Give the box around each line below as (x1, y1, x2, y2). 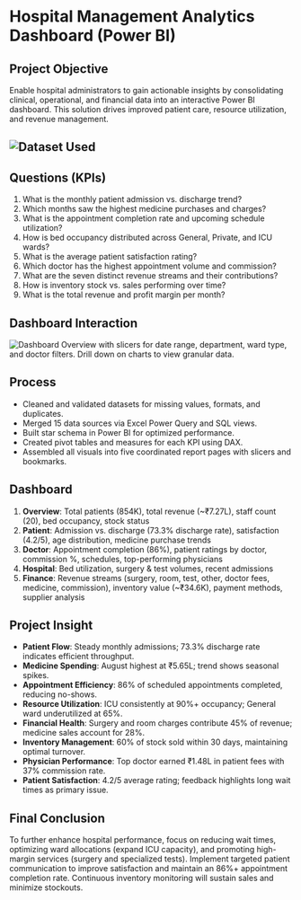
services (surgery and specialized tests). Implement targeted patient (37, 853, 290, 864)
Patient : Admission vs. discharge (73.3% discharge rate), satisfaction (22, 525, 280, 535)
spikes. (22, 670, 49, 681)
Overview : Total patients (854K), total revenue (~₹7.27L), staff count (22, 506, 277, 516)
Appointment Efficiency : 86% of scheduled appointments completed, (22, 680, 283, 691)
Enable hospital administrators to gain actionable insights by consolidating (9, 85, 284, 95)
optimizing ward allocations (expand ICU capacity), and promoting (9, 844, 255, 855)
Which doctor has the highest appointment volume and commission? (22, 260, 277, 271)
